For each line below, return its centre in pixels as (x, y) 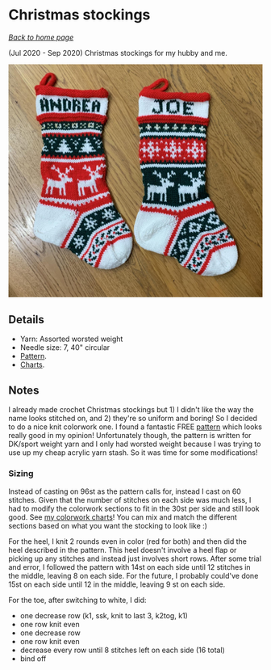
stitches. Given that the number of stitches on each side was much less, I (130, 499)
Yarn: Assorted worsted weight (71, 339)
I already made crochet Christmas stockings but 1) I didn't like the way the (131, 410)
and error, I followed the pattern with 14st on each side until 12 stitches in (130, 567)
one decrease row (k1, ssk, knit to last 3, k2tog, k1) (104, 615)
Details (26, 320)
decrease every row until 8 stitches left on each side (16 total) (123, 650)
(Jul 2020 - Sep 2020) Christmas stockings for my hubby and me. (118, 53)
